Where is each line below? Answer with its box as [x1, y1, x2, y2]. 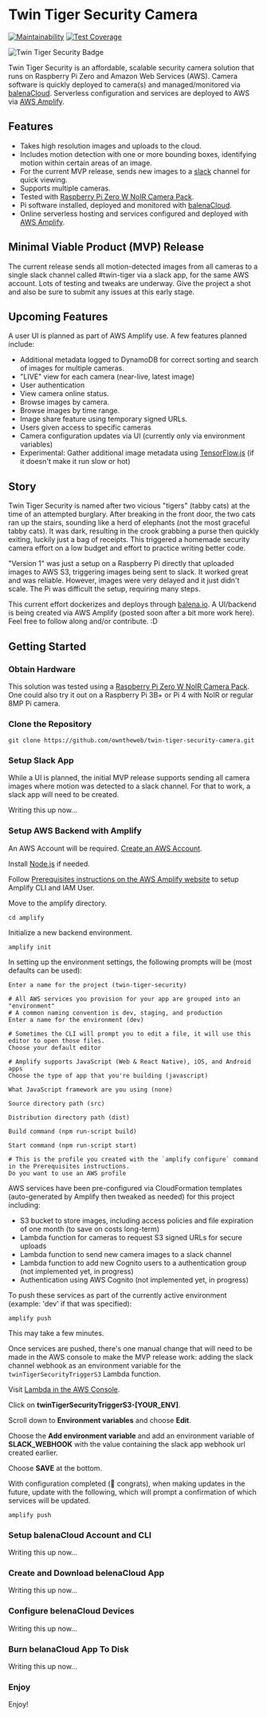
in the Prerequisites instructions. [8, 1162, 130, 1170]
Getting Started [8, 639, 87, 653]
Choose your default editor [8, 1043, 102, 1051]
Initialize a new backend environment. [8, 927, 133, 937]
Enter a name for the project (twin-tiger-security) [8, 980, 187, 989]
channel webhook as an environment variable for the [8, 1361, 182, 1370]
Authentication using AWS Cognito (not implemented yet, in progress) [19, 1275, 249, 1284]
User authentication [19, 380, 85, 390]
